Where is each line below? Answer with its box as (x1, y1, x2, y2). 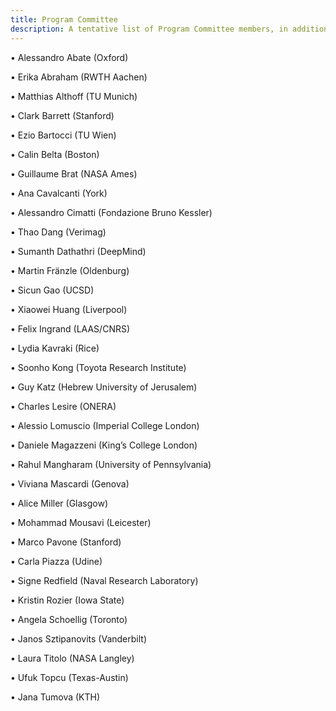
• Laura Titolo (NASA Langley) (10, 652, 135, 664)
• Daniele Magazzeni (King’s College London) (10, 439, 198, 451)
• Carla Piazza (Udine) (10, 555, 103, 567)
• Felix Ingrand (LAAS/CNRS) (10, 322, 131, 335)
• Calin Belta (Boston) (10, 148, 100, 160)
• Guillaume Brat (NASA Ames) (10, 167, 138, 180)
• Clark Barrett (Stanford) (10, 109, 115, 121)
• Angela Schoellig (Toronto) (10, 613, 128, 625)
